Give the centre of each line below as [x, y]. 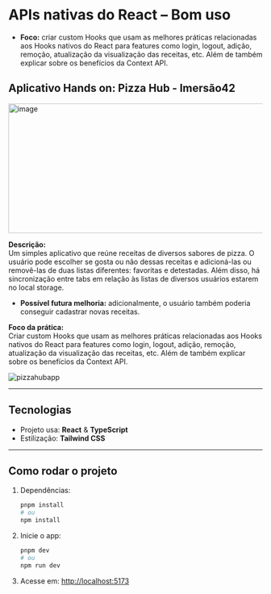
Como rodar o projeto [63, 471]
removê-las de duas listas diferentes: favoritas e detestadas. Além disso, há [134, 270]
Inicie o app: [41, 535]
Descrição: [27, 245]
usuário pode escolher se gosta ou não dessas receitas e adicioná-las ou [130, 261]
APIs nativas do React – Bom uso [120, 15]
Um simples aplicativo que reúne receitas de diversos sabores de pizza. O [131, 253]
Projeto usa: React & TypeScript [74, 429]
